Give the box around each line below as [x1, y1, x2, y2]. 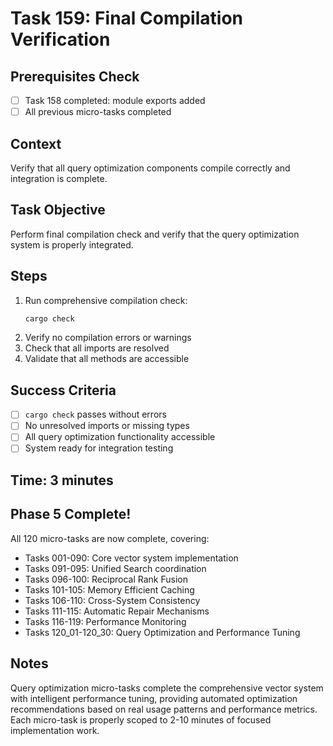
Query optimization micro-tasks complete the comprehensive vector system [10, 682, 324, 694]
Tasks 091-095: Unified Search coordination [24, 562, 207, 574]
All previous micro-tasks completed [24, 106, 172, 118]
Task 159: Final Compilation [10, 7, 243, 30]
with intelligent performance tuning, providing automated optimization [10, 692, 298, 704]
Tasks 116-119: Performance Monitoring [24, 615, 187, 627]
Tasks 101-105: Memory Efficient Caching [24, 583, 195, 596]
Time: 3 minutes [10, 472, 114, 489]
